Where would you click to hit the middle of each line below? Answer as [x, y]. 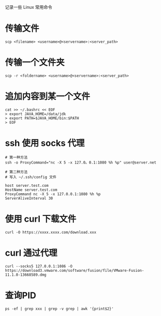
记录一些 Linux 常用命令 [29, 7]
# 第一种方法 [16, 157]
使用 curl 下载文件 [41, 219]
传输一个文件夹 [35, 63]
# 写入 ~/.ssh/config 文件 [31, 177]
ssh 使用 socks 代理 [45, 143]
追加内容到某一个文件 [48, 97]
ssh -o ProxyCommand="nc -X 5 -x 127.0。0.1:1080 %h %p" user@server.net [81, 162]
